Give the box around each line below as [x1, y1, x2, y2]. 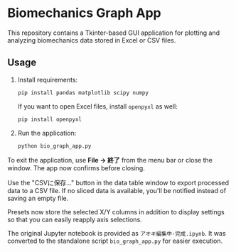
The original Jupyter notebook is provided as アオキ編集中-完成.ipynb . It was [7, 229, 226, 238]
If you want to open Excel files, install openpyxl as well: [17, 102, 178, 111]
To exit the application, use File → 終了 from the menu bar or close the [7, 156, 213, 165]
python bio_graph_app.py [17, 142, 92, 150]
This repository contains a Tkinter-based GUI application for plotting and [7, 28, 220, 37]
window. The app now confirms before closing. [7, 164, 146, 172]
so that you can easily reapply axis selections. [7, 215, 142, 224]
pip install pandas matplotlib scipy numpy [17, 89, 149, 97]
